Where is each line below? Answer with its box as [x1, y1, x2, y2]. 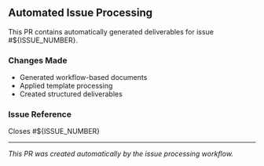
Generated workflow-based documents [19, 73, 148, 82]
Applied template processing [19, 81, 113, 91]
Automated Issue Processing [8, 6, 153, 20]
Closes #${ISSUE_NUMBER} [8, 127, 101, 136]
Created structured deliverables [19, 89, 123, 99]
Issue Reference [8, 109, 72, 120]
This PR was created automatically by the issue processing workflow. [8, 149, 234, 159]
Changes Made [8, 55, 68, 66]
